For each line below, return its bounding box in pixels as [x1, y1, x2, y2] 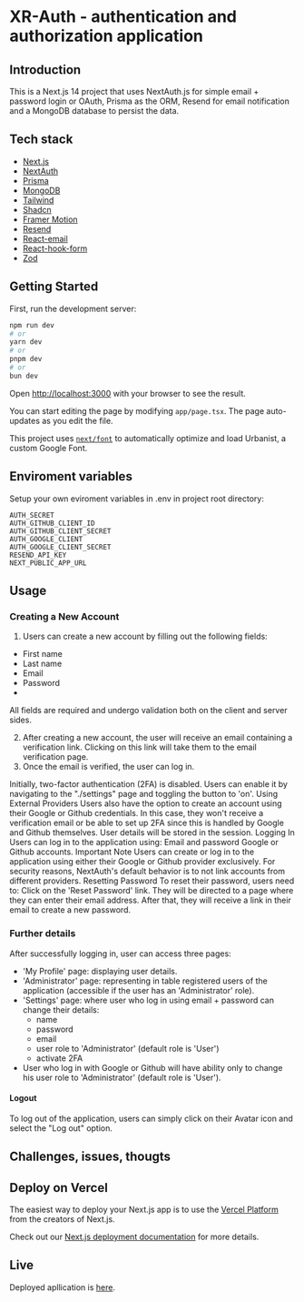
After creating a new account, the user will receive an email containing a [22, 732, 293, 743]
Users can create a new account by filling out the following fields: [22, 631, 268, 642]
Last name [22, 658, 63, 670]
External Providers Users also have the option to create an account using [9, 798, 283, 809]
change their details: [22, 1004, 100, 1015]
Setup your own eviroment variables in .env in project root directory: [9, 493, 265, 504]
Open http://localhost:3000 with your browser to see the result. [9, 388, 247, 399]
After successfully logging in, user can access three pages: [9, 948, 231, 959]
